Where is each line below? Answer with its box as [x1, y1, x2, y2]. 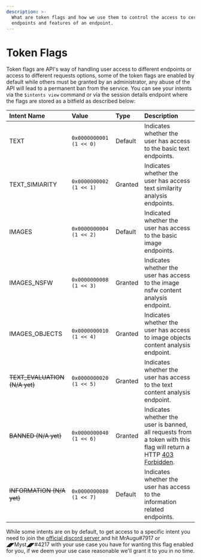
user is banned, [144, 421, 188, 429]
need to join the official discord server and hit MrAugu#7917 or [6, 535, 160, 542]
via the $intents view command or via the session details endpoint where [6, 91, 188, 98]
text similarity [144, 184, 182, 193]
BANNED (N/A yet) [9, 432, 62, 440]
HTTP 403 [144, 451, 174, 459]
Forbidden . [144, 458, 175, 466]
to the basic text [144, 145, 190, 153]
